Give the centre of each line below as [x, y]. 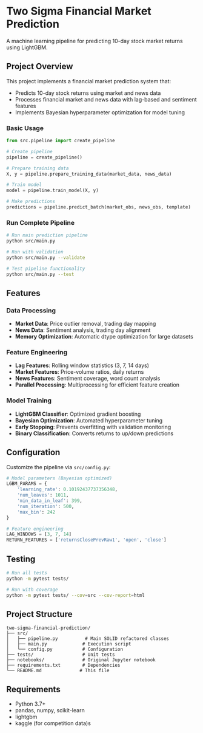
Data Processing [31, 310]
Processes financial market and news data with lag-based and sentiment [106, 99]
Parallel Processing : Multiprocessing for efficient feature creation [97, 385]
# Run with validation [35, 252]
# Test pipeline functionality [46, 269]
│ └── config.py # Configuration [65, 649]
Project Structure [39, 614]
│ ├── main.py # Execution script [69, 644]
